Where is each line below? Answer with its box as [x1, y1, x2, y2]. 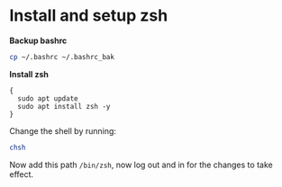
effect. [9, 168, 34, 180]
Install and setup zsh [9, 5, 168, 26]
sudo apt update [17, 93, 78, 103]
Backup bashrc [9, 35, 68, 46]
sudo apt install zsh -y [17, 102, 111, 111]
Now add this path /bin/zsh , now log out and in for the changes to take [9, 159, 273, 170]
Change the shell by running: [9, 125, 117, 136]
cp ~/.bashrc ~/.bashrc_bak [9, 52, 115, 61]
